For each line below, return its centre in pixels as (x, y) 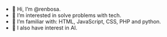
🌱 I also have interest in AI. (45, 28)
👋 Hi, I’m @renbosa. (36, 9)
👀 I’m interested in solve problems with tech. (66, 15)
